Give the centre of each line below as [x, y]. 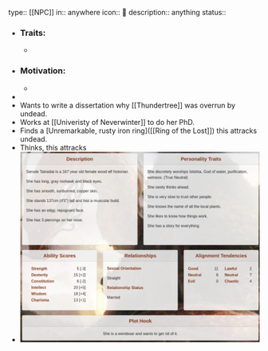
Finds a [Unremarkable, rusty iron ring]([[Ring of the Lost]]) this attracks [138, 131]
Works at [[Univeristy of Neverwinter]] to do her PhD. [107, 122]
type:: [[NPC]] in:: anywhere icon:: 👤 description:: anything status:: [117, 12]
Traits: [33, 33]
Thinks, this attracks [53, 147]
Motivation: [43, 71]
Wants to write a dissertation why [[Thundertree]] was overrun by [128, 105]
